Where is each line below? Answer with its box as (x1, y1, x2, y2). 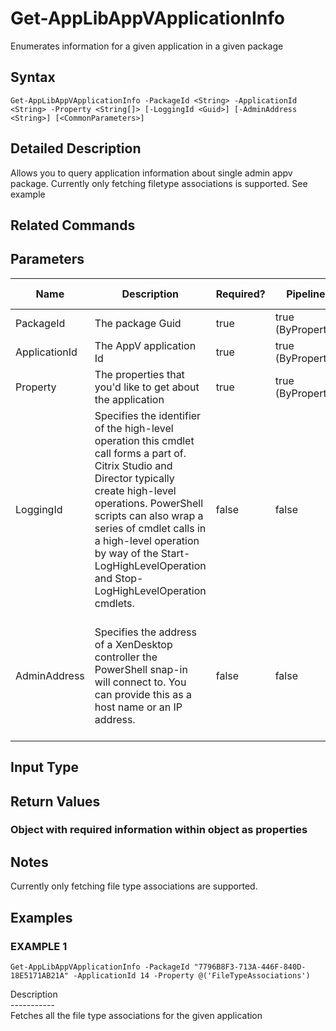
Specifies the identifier (94, 408, 202, 422)
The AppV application (94, 338, 197, 352)
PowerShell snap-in (94, 662, 188, 676)
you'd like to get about (94, 380, 200, 394)
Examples (10, 909, 73, 926)
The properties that (94, 367, 185, 381)
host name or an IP (94, 700, 183, 714)
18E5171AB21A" (10, 970, 70, 981)
